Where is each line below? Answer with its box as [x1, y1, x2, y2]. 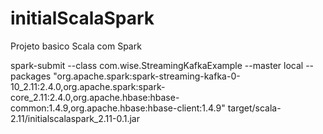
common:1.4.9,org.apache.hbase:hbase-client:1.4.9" [10, 102, 226, 114]
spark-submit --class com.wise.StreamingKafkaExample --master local [10, 59, 304, 71]
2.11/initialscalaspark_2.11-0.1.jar [10, 112, 140, 124]
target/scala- [227, 102, 282, 114]
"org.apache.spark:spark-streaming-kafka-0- [53, 70, 241, 82]
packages [10, 70, 52, 82]
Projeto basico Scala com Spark [10, 40, 142, 52]
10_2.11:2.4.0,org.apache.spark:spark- [10, 80, 166, 92]
